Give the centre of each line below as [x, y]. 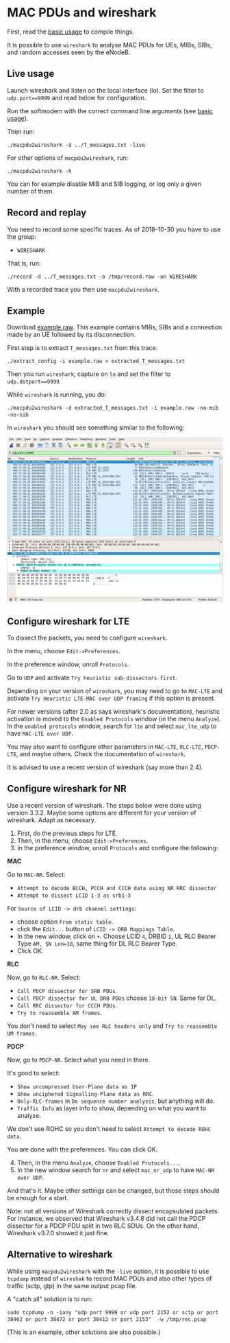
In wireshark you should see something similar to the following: [96, 428]
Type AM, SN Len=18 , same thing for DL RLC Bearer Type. [97, 943]
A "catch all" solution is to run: [50, 1299]
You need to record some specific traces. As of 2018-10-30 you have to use [114, 229]
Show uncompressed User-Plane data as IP [77, 1087]
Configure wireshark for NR [67, 789]
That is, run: [24, 263]
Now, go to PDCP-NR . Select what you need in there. [79, 1060]
